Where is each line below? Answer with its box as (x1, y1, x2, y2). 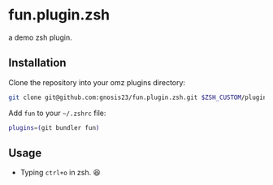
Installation (8, 56, 67, 70)
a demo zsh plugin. (8, 32, 72, 42)
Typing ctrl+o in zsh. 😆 (19, 168, 102, 178)
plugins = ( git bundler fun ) (8, 123, 100, 131)
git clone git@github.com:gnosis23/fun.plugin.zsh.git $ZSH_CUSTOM (8, 93, 242, 101)
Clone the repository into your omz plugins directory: (8, 77, 185, 87)
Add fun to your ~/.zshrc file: (8, 108, 106, 118)
